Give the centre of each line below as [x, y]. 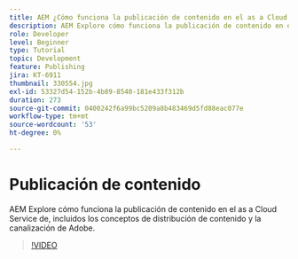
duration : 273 [35, 100]
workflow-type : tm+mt [49, 116]
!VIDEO [44, 245]
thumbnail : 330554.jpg [51, 83]
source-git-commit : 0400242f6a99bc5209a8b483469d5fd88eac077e [126, 108]
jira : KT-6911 [35, 75]
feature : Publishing [47, 67]
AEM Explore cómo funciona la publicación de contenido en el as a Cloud [143, 208]
